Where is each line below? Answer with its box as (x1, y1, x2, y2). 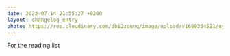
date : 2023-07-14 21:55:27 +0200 (7, 10, 103, 17)
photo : (7, 23, 26, 29)
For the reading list (7, 42, 60, 50)
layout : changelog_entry (7, 16, 78, 23)
